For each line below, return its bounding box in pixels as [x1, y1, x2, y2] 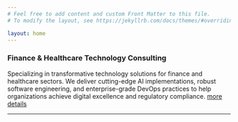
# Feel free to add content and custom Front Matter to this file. [7, 10, 211, 18]
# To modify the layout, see [7, 17, 93, 24]
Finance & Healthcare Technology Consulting [7, 53, 166, 63]
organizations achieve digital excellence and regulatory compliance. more [7, 91, 222, 100]
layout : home [7, 30, 46, 37]
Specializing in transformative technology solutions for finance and [7, 69, 203, 78]
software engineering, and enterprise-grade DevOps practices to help [7, 84, 212, 93]
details [7, 99, 27, 108]
